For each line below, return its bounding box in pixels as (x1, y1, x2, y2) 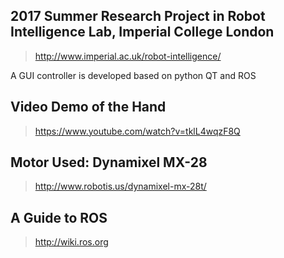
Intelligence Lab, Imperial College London (10, 24, 275, 41)
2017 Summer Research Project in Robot (10, 8, 266, 25)
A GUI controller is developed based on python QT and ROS (10, 69, 257, 81)
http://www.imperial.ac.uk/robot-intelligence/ (34, 50, 222, 62)
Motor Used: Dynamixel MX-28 (10, 154, 208, 171)
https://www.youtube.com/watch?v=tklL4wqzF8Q (34, 125, 241, 137)
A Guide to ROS (10, 209, 108, 226)
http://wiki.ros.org (34, 236, 109, 248)
